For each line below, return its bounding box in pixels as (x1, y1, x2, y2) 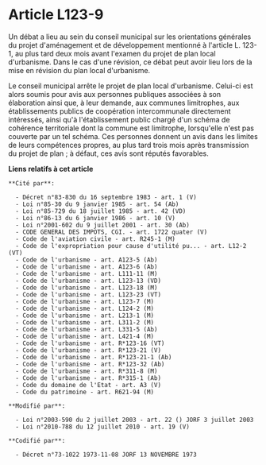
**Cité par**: (8, 179, 56, 188)
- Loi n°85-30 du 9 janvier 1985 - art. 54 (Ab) (15, 200, 179, 208)
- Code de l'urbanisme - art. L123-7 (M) (15, 297, 155, 305)
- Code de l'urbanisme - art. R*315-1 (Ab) (15, 374, 161, 382)
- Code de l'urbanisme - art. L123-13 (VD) (15, 277, 161, 285)
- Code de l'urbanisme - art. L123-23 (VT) (15, 290, 161, 299)
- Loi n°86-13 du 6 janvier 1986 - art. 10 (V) (15, 214, 176, 222)
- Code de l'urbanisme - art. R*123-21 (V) (15, 346, 161, 355)
